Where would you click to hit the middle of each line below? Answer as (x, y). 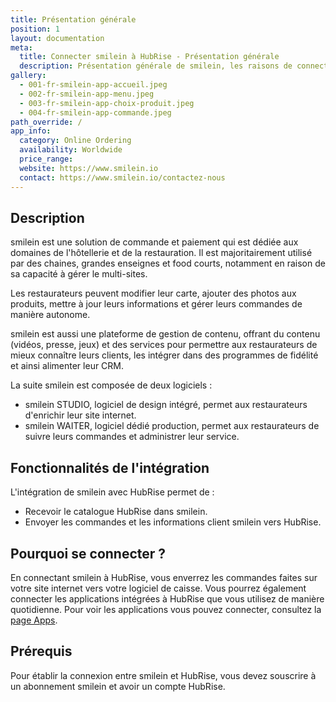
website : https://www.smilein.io (89, 168)
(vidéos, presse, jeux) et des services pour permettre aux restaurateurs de (164, 345)
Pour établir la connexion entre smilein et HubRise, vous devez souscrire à (163, 675)
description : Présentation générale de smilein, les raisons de (156, 66)
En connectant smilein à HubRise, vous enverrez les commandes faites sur (164, 577)
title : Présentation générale (73, 19)
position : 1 (35, 29)
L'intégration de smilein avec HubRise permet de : (112, 492)
